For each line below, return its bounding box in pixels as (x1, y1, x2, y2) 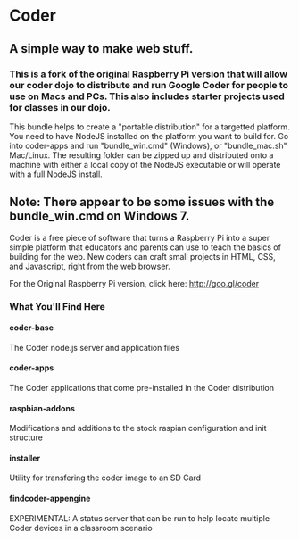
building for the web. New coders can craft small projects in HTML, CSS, (9, 251, 277, 262)
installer (9, 453, 41, 463)
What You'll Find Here (9, 300, 105, 312)
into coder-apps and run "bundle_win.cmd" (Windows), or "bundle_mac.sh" (9, 140, 287, 151)
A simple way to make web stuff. (9, 41, 194, 56)
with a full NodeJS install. (9, 169, 103, 179)
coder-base (9, 322, 54, 333)
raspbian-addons (9, 403, 76, 413)
